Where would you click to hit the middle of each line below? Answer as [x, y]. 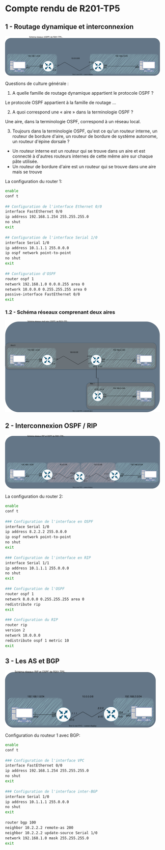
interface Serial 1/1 [27, 563]
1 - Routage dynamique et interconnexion [69, 27]
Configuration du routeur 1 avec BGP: [43, 735]
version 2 [15, 630]
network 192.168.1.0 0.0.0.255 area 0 [45, 284]
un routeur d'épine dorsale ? [41, 141]
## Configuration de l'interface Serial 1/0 [51, 238]
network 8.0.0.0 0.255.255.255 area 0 [45, 599]
